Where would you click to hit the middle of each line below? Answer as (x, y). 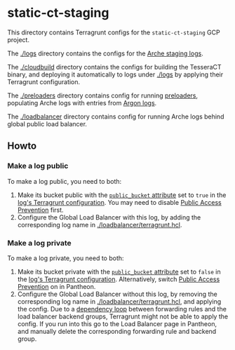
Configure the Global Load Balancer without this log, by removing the (117, 294)
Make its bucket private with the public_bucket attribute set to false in (119, 271)
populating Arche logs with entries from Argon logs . (82, 102)
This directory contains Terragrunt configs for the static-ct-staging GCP (114, 32)
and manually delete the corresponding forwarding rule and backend (117, 331)
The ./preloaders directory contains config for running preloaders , (103, 95)
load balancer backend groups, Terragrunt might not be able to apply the (123, 316)
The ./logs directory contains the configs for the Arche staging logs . (105, 53)
